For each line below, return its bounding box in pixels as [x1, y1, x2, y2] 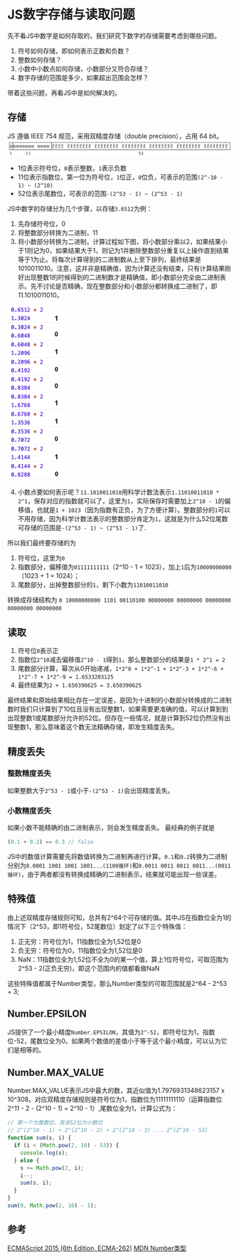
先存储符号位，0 [17, 220, 66, 228]
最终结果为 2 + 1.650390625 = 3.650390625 [17, 681, 142, 689]
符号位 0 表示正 [17, 647, 59, 655]
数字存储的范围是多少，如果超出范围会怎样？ [17, 73, 149, 82]
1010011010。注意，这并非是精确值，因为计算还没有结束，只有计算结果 [17, 264, 225, 273]
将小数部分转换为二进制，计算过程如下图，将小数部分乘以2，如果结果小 [17, 237, 228, 246]
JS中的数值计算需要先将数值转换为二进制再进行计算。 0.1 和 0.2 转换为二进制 [7, 853, 228, 860]
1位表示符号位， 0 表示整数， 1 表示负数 [17, 164, 127, 173]
